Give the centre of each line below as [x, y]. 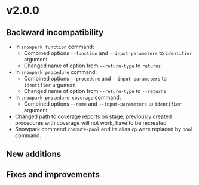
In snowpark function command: [54, 47]
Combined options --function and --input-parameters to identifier [108, 53]
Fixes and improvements [53, 175]
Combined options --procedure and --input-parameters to [95, 78]
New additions [34, 154]
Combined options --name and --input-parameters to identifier [103, 104]
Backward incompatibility [55, 33]
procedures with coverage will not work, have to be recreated [91, 123]
